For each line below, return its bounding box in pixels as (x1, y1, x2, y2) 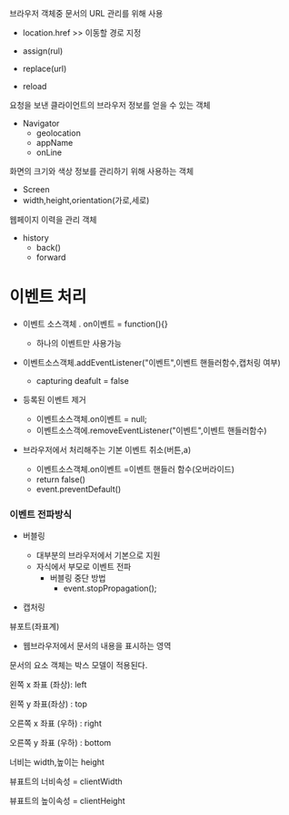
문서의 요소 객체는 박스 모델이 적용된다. (9, 660, 148, 671)
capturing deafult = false (35, 375, 129, 386)
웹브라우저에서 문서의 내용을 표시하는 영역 (22, 641, 172, 652)
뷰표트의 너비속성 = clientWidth (9, 776, 123, 787)
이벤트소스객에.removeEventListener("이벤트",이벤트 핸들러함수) (35, 425, 267, 436)
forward (35, 252, 66, 263)
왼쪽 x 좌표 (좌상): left (9, 679, 87, 690)
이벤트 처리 (9, 286, 87, 307)
